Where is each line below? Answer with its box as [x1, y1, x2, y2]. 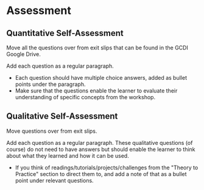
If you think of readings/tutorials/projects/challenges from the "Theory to [15, 164, 199, 171]
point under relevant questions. [15, 177, 94, 184]
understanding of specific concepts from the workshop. [15, 94, 156, 100]
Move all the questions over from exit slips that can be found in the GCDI [6, 44, 189, 51]
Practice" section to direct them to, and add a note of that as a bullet [15, 170, 187, 177]
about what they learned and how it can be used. [6, 152, 129, 159]
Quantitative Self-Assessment [6, 28, 124, 38]
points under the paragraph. [15, 80, 86, 88]
